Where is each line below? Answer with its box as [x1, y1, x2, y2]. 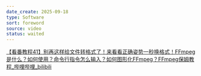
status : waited [6, 31, 45, 37]
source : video [6, 25, 42, 32]
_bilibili [35, 63, 52, 71]
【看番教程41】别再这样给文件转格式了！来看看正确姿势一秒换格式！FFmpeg [6, 48, 196, 56]
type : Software [6, 14, 45, 20]
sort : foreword [6, 20, 45, 26]
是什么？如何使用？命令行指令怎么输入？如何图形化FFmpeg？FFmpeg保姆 [6, 56, 190, 63]
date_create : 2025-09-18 [6, 8, 69, 15]
